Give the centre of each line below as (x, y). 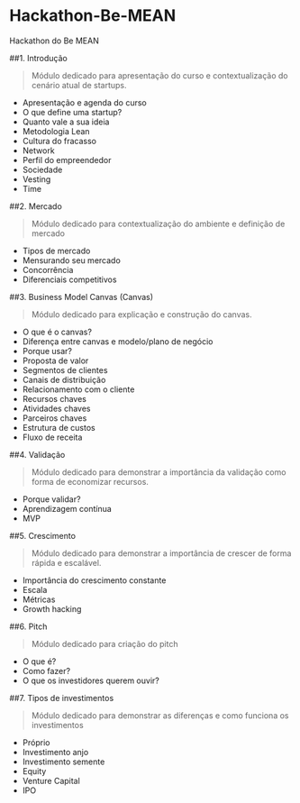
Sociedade (42, 169)
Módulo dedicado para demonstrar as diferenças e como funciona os (160, 715)
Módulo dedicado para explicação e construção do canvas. (141, 314)
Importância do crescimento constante (94, 580)
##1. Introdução (38, 58)
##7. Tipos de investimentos (62, 698)
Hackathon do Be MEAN (54, 41)
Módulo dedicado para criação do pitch (105, 643)
